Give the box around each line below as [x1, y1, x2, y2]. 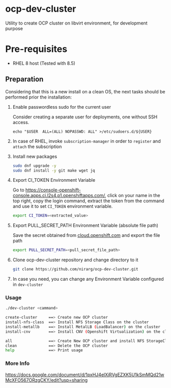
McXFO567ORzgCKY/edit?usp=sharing [5, 377, 88, 383]
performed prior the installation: [5, 94, 72, 100]
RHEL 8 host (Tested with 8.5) [12, 60, 75, 66]
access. [12, 119, 30, 125]
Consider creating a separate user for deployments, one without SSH [12, 113, 158, 120]
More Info [5, 360, 30, 367]
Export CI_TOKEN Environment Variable [12, 177, 96, 183]
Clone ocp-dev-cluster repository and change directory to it [12, 257, 138, 263]
